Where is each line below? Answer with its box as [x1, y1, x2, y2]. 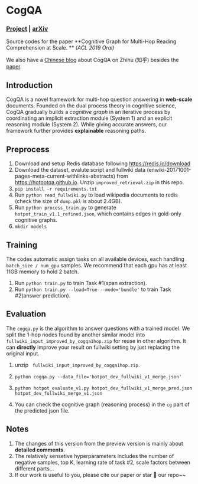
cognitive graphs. [14, 217, 58, 224]
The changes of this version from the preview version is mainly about [14, 440, 183, 447]
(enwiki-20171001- [147, 166, 191, 174]
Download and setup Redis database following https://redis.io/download [14, 160, 191, 167]
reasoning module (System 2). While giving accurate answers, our [6, 121, 167, 128]
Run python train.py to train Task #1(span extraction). [14, 279, 147, 286]
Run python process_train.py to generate [14, 204, 116, 211]
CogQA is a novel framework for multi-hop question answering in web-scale [6, 96, 193, 103]
